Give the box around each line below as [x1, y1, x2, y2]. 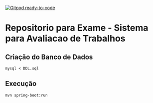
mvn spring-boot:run [5, 92, 48, 97]
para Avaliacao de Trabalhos [5, 33, 126, 44]
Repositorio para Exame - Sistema [5, 22, 149, 33]
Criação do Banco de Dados [5, 52, 93, 61]
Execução [5, 79, 37, 88]
